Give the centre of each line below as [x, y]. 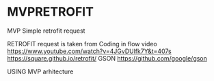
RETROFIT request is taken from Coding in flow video [82, 44]
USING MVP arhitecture [40, 71]
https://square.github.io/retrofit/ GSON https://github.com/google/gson [107, 58]
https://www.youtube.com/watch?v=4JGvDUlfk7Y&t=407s [90, 51]
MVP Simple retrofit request [46, 31]
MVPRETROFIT [51, 12]
